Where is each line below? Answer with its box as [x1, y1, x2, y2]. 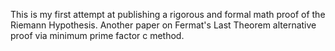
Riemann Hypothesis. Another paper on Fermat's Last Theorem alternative [10, 19, 317, 31]
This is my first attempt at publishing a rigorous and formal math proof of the [10, 9, 326, 20]
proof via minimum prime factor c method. [10, 30, 185, 41]
